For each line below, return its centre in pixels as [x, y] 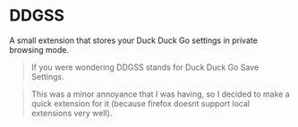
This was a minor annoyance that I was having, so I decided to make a [160, 94]
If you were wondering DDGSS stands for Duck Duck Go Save [145, 67]
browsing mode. [39, 49]
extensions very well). [72, 113]
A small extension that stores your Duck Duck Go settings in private [133, 40]
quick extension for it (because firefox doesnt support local [140, 103]
